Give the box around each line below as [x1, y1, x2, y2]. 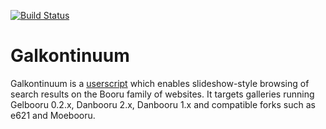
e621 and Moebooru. [10, 109, 96, 121]
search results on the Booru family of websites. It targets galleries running [10, 88, 315, 100]
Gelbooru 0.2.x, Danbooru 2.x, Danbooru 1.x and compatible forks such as [10, 98, 316, 110]
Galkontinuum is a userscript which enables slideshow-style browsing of [10, 77, 310, 89]
